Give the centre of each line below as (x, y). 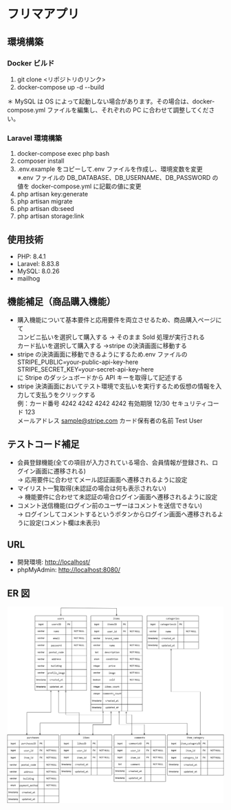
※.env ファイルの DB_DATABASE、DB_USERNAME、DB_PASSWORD (114, 178)
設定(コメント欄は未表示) (65, 523)
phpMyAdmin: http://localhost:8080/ (68, 570)
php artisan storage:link (51, 216)
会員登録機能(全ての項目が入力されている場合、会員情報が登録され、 (114, 462)
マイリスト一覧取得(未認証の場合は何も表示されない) (92, 488)
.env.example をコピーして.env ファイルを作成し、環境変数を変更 (110, 169)
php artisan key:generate (53, 194)
